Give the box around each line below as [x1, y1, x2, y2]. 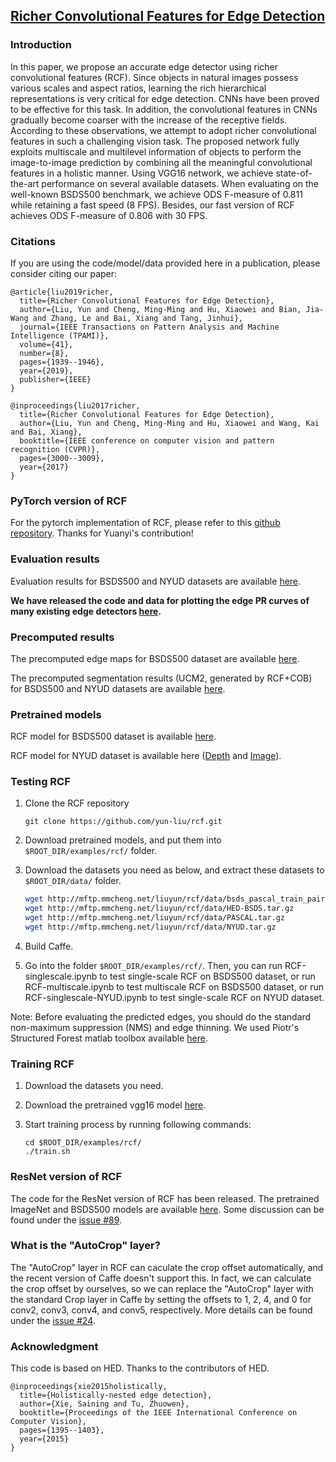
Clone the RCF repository [24, 797, 130, 809]
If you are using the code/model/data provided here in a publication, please [10, 257, 321, 269]
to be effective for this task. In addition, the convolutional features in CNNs [10, 103, 318, 115]
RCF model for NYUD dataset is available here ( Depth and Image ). [10, 750, 282, 762]
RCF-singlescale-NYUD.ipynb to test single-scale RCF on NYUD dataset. [24, 991, 325, 1003]
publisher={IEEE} [19, 374, 92, 384]
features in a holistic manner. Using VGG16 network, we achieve [10, 167, 274, 179]
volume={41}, [19, 339, 74, 349]
